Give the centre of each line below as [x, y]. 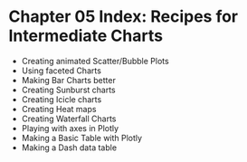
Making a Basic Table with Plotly [81, 138]
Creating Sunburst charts [69, 90]
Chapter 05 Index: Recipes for [123, 17]
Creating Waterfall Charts [69, 119]
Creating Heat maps [59, 109]
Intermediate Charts [86, 36]
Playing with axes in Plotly [70, 128]
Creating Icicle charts [62, 99]
